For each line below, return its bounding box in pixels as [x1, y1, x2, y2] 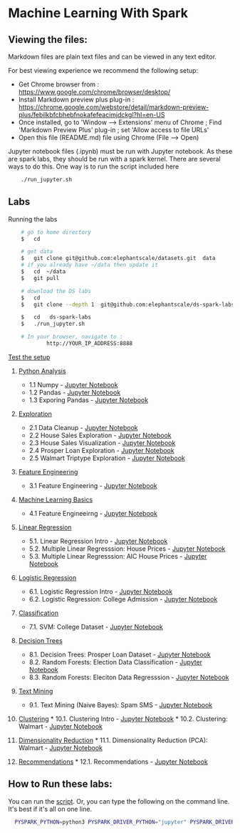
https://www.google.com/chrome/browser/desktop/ [18, 88, 170, 96]
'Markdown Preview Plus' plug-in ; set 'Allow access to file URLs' [18, 126, 209, 134]
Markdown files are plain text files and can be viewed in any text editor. [8, 52, 216, 61]
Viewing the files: [8, 34, 88, 46]
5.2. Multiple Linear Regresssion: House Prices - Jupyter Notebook [28, 544, 226, 553]
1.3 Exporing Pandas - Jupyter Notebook [28, 395, 149, 404]
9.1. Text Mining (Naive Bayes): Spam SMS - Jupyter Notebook [28, 700, 213, 709]
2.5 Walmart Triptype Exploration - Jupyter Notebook [28, 454, 186, 462]
